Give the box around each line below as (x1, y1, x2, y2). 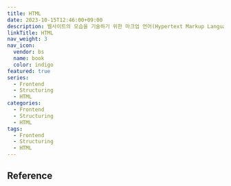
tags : (7, 125, 23, 132)
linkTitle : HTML (7, 29, 54, 37)
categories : (7, 100, 41, 107)
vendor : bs (13, 49, 45, 56)
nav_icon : (7, 42, 36, 49)
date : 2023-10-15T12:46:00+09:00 (7, 17, 103, 23)
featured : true (7, 68, 51, 74)
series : (7, 74, 30, 81)
